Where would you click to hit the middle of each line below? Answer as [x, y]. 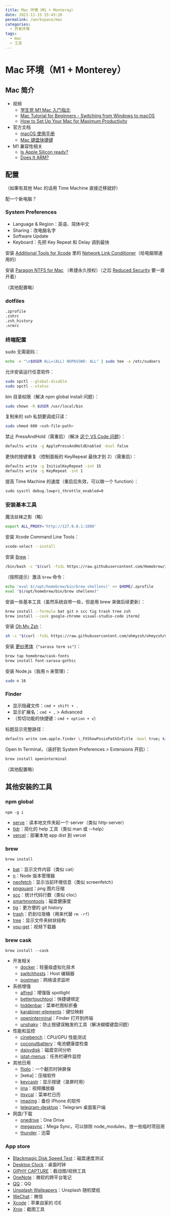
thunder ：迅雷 [35, 1133]
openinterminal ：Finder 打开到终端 [56, 1018]
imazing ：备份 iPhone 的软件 [50, 1101]
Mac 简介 [20, 90]
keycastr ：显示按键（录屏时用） [54, 1082]
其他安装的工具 [29, 787]
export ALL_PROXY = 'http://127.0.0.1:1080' [51, 526]
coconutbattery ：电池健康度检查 [54, 1044]
